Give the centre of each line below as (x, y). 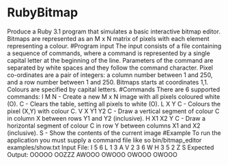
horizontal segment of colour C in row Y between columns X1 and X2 (104, 125)
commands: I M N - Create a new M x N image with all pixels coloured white (114, 96)
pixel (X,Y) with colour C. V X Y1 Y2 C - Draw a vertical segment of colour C (113, 111)
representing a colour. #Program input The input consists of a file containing (114, 46)
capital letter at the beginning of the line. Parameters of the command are (110, 60)
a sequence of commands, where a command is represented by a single (109, 53)
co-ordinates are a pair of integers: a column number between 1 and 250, (110, 75)
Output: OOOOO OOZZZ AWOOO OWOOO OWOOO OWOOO (92, 154)
